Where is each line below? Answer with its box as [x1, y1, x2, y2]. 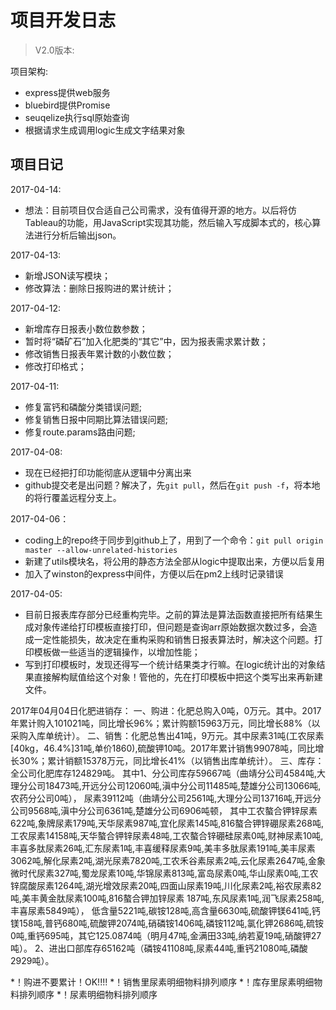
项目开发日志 [10, 9, 117, 32]
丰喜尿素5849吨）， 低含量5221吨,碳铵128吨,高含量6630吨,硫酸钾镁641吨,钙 [10, 904, 321, 916]
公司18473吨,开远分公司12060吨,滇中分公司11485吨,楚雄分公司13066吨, [27, 779, 322, 791]
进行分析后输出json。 [33, 229, 122, 241]
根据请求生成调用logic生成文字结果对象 [24, 124, 186, 136]
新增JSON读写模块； [24, 269, 112, 281]
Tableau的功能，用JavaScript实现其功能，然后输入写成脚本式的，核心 [24, 216, 313, 228]
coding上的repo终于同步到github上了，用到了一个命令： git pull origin [24, 534, 324, 546]
